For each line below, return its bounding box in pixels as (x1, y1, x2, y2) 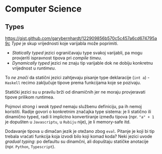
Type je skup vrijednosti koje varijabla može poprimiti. (11, 41, 118, 46)
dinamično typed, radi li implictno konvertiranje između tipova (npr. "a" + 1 (5, 114, 155, 119)
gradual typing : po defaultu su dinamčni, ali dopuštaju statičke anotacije (5, 139, 149, 144)
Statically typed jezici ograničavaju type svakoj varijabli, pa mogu (12, 50, 143, 56)
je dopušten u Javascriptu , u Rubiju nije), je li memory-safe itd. (5, 119, 131, 125)
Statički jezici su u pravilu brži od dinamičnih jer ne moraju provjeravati (5, 89, 146, 95)
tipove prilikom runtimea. (5, 94, 55, 100)
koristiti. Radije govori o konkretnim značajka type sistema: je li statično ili (5, 109, 151, 114)
